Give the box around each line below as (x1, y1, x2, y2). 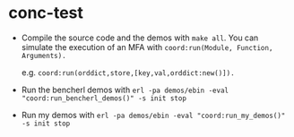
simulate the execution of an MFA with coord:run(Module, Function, (21, 41, 273, 52)
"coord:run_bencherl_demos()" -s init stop (21, 93, 187, 103)
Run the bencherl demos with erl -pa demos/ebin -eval (21, 84, 229, 95)
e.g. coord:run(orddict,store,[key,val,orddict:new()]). (21, 66, 235, 78)
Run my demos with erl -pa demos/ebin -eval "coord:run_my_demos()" (21, 109, 286, 120)
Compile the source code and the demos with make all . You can (21, 32, 259, 43)
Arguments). (21, 51, 66, 60)
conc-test (8, 3, 84, 23)
